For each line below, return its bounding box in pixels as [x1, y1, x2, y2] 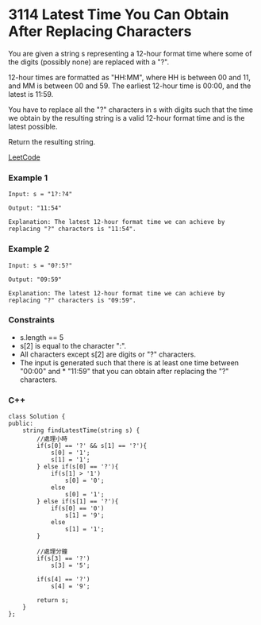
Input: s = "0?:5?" [8, 261, 73, 269]
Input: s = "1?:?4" [8, 191, 73, 199]
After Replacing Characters [8, 22, 192, 41]
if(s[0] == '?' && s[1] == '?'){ [36, 442, 148, 450]
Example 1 [8, 172, 48, 183]
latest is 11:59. [8, 89, 54, 98]
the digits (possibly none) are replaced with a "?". [8, 57, 169, 67]
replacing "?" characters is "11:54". [8, 225, 136, 233]
